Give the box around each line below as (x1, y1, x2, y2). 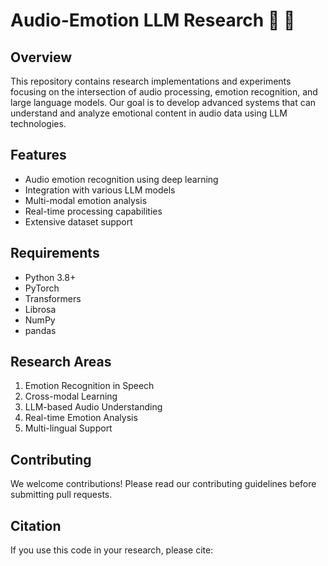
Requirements (10, 245, 100, 262)
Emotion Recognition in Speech (24, 380, 155, 392)
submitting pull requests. (10, 489, 113, 501)
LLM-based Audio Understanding (24, 401, 163, 413)
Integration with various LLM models (24, 184, 176, 196)
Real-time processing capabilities (24, 205, 163, 217)
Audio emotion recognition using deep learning (24, 173, 219, 185)
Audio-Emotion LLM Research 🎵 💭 (10, 9, 296, 32)
